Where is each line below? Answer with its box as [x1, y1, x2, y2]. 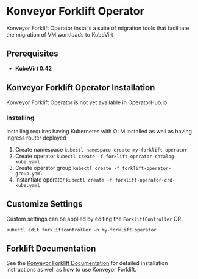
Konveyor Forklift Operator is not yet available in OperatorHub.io [6, 99, 168, 106]
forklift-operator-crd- [115, 177, 175, 183]
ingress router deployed [6, 134, 66, 141]
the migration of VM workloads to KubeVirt [6, 30, 114, 38]
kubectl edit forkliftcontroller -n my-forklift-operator [6, 227, 157, 233]
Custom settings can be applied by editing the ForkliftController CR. [6, 215, 183, 222]
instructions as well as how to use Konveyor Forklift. [6, 266, 137, 274]
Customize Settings [6, 199, 83, 210]
